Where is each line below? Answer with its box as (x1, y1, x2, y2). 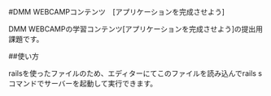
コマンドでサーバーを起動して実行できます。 (8, 79, 158, 88)
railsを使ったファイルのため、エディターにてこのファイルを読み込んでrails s (8, 69, 263, 78)
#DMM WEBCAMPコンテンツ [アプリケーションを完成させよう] (8, 7, 225, 16)
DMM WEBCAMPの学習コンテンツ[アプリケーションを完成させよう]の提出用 (8, 24, 263, 34)
